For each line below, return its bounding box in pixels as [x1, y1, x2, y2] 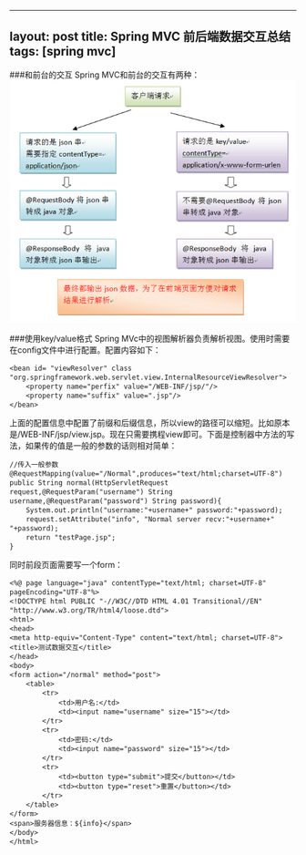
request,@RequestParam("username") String [9, 488, 173, 497]
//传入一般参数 [9, 460, 59, 469]
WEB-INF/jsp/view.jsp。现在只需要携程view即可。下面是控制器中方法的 [20, 429, 287, 440]
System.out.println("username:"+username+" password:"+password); [25, 506, 283, 515]
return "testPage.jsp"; [25, 533, 117, 542]
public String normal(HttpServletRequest [9, 479, 169, 488]
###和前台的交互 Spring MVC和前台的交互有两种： [9, 69, 200, 80]
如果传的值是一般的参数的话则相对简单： [25, 440, 178, 451]
